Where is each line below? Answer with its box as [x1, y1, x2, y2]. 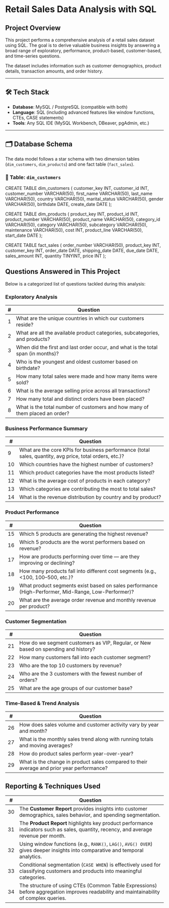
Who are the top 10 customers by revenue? [19, 662, 122, 669]
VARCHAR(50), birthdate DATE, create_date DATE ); [5, 201, 112, 207]
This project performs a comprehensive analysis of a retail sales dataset [5, 37, 155, 43]
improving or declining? [19, 559, 75, 566]
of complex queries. [19, 895, 66, 902]
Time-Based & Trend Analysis [5, 700, 79, 707]
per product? [19, 603, 50, 610]
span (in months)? [16, 350, 59, 357]
